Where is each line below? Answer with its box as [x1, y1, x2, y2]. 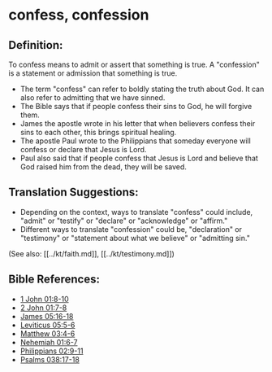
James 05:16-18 [19, 311, 74, 321]
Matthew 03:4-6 [19, 328, 76, 339]
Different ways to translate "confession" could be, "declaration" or [19, 224, 242, 234]
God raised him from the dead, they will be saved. [19, 162, 187, 172]
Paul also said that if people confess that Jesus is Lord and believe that [19, 153, 258, 163]
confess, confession [8, 6, 149, 24]
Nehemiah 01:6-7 [19, 337, 78, 347]
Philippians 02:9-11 [19, 346, 84, 356]
